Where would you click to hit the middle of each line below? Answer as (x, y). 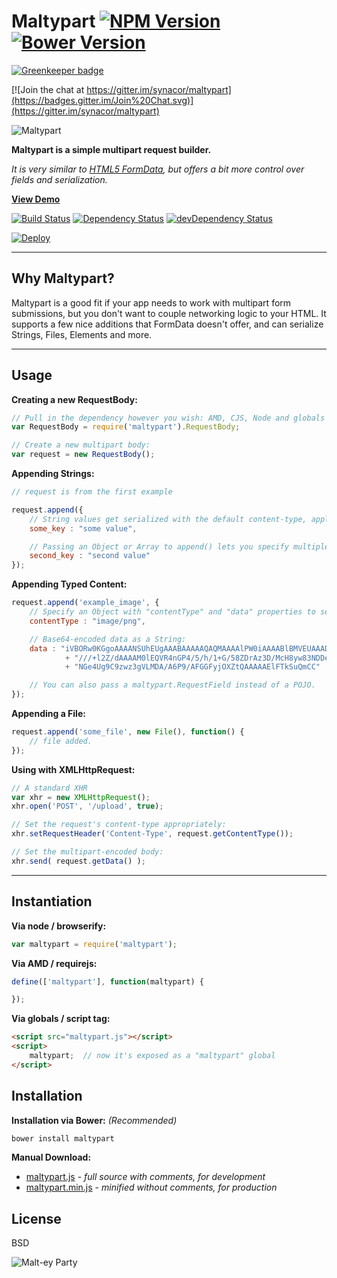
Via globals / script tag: (61, 1019)
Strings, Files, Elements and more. (82, 334)
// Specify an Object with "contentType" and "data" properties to (172, 612)
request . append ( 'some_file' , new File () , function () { (128, 732)
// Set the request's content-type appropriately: (119, 825)
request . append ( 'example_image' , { (85, 603)
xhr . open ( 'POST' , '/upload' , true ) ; (87, 806)
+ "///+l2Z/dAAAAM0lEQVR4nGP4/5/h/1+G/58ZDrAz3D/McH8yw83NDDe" (199, 658)
